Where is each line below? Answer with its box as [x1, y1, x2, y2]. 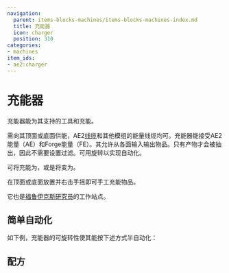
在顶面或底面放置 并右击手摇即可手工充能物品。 [7, 178, 139, 186]
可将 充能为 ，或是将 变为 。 [7, 163, 80, 171]
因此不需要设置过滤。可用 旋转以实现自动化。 [19, 148, 145, 156]
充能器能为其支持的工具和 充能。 [7, 117, 97, 125]
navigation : [7, 10, 41, 17]
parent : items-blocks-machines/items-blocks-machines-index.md [13, 16, 197, 23]
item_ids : [7, 55, 36, 62]
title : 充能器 [13, 23, 51, 29]
